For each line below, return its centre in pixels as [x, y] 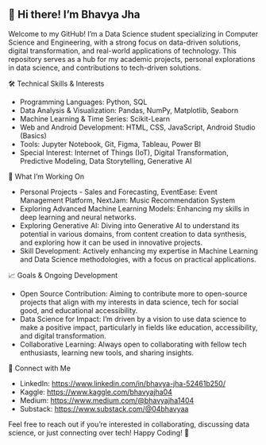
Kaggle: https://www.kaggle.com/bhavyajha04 [96, 392]
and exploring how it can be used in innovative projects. [111, 242]
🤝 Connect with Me [40, 368]
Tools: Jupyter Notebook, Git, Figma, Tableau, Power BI [110, 144]
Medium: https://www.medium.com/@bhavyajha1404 [107, 400]
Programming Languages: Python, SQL [83, 102]
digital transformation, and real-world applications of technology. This [122, 50]
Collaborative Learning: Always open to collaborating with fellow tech [133, 344]
